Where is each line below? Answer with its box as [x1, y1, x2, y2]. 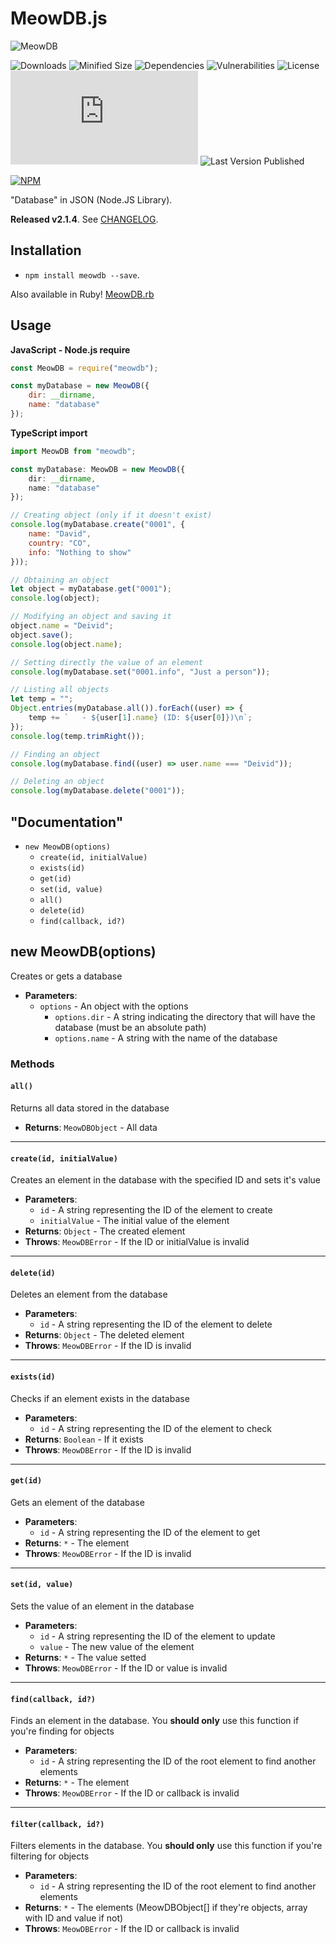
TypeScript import [10, 427, 88, 439]
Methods [10, 1057, 55, 1071]
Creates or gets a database [10, 970, 123, 982]
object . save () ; [10, 630, 74, 640]
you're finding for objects [10, 1725, 115, 1737]
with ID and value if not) [24, 1912, 124, 1924]
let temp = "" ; [10, 694, 74, 704]
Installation [10, 242, 82, 259]
